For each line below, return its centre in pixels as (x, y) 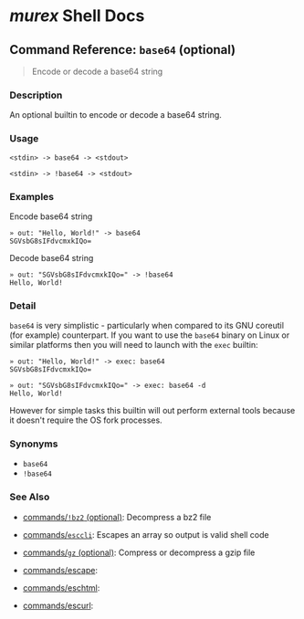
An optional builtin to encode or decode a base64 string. (115, 115)
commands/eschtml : (61, 588)
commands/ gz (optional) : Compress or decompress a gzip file (139, 552)
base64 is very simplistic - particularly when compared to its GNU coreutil (147, 326)
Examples (32, 196)
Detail (23, 305)
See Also (30, 497)
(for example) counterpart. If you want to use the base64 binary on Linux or (150, 335)
